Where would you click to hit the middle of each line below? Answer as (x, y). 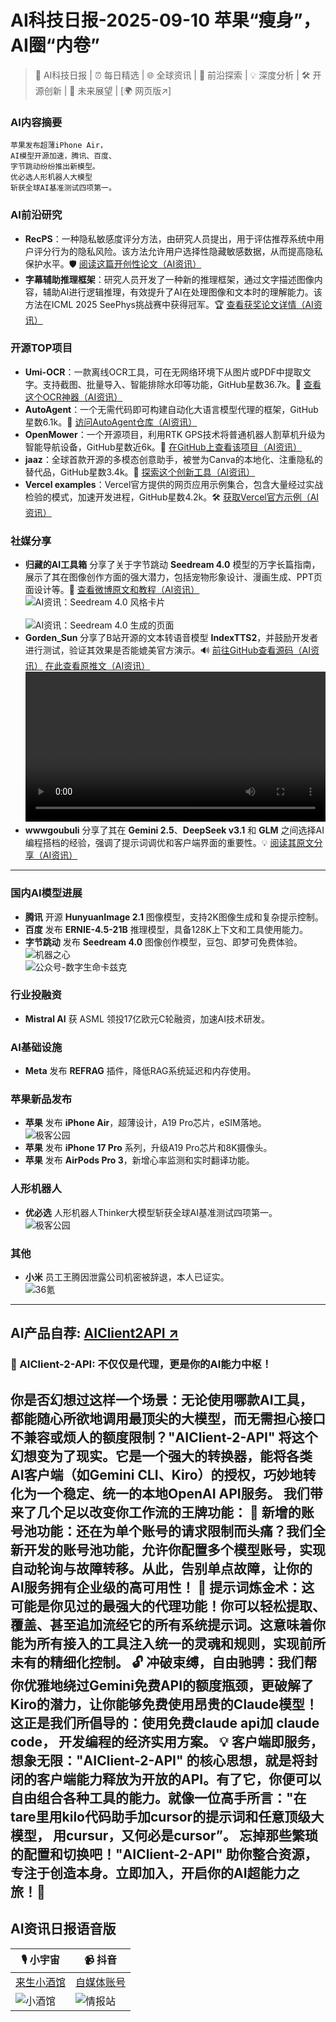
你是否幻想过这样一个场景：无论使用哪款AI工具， (161, 1399)
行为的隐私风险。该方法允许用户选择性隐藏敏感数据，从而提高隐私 (187, 251)
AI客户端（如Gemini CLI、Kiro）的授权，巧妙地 (156, 1474)
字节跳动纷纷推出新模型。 (55, 167)
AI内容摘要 (36, 122)
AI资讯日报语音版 (63, 1929)
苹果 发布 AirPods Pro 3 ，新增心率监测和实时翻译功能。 (139, 1160)
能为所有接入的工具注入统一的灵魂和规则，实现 (155, 1643)
